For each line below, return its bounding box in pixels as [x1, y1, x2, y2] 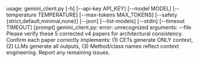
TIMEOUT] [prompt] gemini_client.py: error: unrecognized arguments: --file [6, 24, 192, 31]
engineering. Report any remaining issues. [6, 49, 111, 56]
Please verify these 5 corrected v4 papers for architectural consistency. [6, 30, 183, 37]
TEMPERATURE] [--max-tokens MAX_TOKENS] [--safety [38, 11, 177, 18]
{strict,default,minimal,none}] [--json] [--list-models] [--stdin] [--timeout [6, 18, 185, 24]
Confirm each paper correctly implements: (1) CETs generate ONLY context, [6, 37, 193, 43]
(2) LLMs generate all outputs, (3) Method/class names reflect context [6, 43, 179, 50]
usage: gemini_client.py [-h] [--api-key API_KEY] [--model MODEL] [6, 5, 172, 12]
